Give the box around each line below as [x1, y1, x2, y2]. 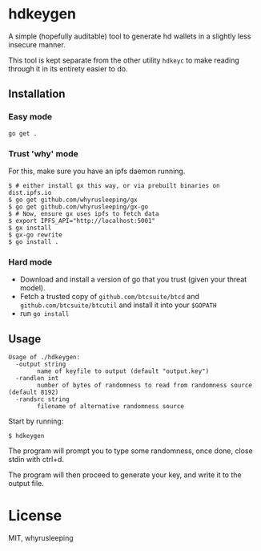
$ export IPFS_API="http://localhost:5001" [8, 217, 156, 225]
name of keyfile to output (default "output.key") [37, 367, 210, 375]
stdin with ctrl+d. [8, 455, 64, 464]
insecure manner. [8, 39, 66, 49]
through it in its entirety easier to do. [8, 63, 128, 73]
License [8, 507, 62, 525]
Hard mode [8, 256, 53, 267]
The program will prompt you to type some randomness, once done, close [8, 446, 254, 456]
